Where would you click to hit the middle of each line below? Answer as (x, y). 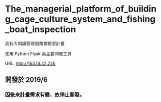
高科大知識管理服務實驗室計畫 (35, 43)
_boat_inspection (40, 29)
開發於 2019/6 (26, 80)
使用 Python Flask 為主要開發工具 (38, 54)
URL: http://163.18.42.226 (30, 63)
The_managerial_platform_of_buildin (81, 9)
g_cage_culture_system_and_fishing (80, 19)
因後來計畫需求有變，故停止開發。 (45, 95)
